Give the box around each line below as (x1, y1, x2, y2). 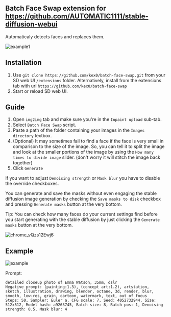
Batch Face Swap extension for (5, 4, 106, 13)
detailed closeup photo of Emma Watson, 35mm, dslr (5, 280, 117, 285)
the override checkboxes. (5, 181, 59, 187)
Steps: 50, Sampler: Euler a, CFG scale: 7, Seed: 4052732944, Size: (5, 298, 157, 303)
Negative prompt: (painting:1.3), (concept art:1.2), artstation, (5, 284, 150, 290)
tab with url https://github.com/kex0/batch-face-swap (12, 83, 127, 89)
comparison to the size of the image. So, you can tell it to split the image (12, 143, 165, 150)
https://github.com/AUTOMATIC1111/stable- (5, 12, 149, 21)
